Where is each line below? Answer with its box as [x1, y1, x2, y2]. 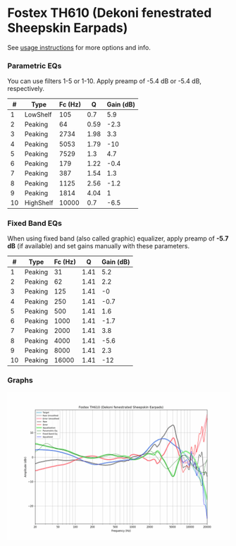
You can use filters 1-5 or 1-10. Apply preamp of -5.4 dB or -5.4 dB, [7, 77, 202, 85]
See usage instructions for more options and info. [7, 43, 151, 51]
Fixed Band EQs [7, 218, 62, 228]
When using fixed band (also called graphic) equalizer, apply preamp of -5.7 [7, 234, 229, 243]
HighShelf [24, 199, 54, 207]
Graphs [7, 375, 33, 385]
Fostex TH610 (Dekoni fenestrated [7, 5, 212, 21]
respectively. [7, 85, 44, 93]
